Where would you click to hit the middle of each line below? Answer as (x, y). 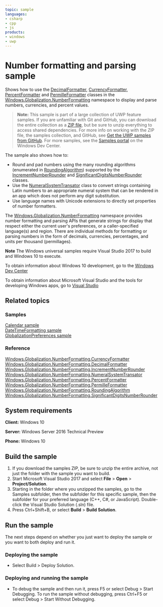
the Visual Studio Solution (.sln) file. (59, 505)
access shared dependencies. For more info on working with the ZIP (86, 130)
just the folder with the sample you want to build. (61, 474)
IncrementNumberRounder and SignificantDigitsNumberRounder (77, 175)
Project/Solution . (30, 484)
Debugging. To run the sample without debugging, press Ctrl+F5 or (80, 594)
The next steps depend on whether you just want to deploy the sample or (79, 537)
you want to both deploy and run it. (40, 542)
